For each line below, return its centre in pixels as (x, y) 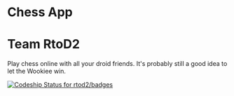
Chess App (40, 12)
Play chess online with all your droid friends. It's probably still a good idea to (117, 64)
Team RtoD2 (44, 44)
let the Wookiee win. (37, 71)
